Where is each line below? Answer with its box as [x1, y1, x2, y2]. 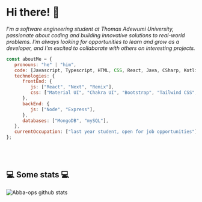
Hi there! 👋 [6, 5, 60, 19]
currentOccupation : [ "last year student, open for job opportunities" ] [14, 129, 198, 135]
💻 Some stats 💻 [6, 170, 70, 180]
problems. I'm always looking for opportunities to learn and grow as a [6, 38, 180, 45]
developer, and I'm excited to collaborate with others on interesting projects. [6, 44, 195, 52]
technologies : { [14, 73, 55, 79]
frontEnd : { [22, 78, 52, 85]
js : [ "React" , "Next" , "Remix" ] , [30, 84, 114, 90]
